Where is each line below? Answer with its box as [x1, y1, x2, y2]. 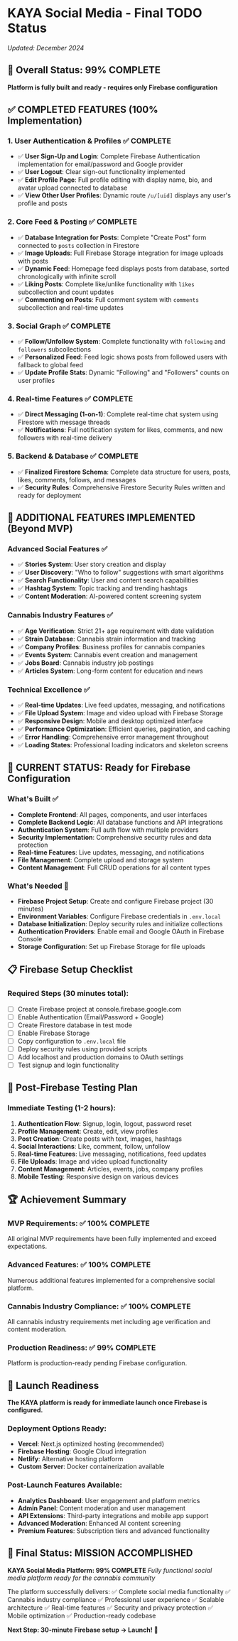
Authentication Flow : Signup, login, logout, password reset [17, 1119, 192, 1127]
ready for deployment [17, 491, 82, 499]
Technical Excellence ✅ [7, 684, 90, 694]
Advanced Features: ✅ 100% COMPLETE [7, 1260, 151, 1269]
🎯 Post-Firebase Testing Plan [7, 1082, 139, 1094]
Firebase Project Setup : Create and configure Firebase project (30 [17, 897, 214, 905]
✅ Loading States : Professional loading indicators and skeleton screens [17, 740, 229, 749]
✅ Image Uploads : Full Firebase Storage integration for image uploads [17, 249, 224, 257]
